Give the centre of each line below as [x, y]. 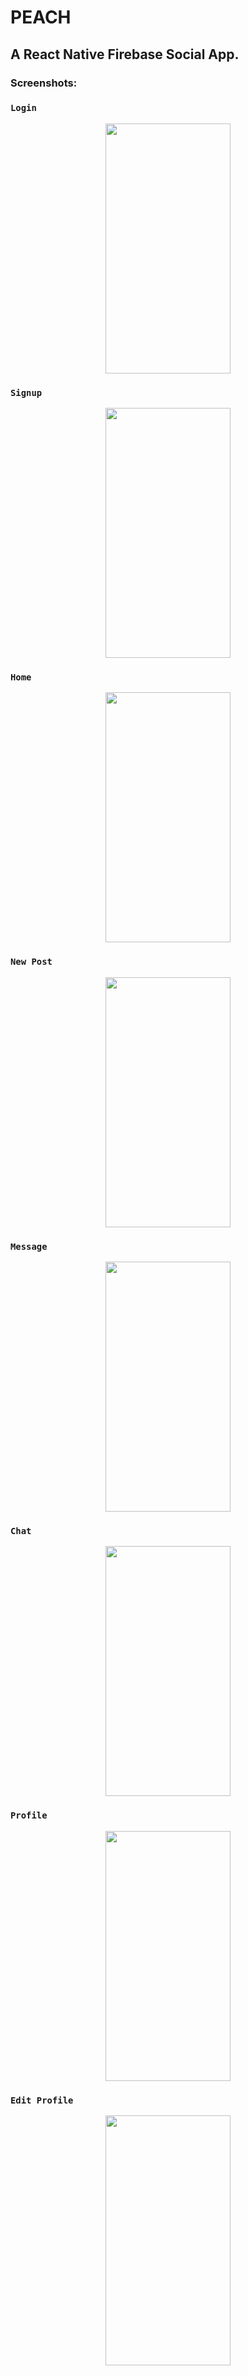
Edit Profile [42, 2100]
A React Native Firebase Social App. [125, 54]
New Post [31, 962]
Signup [26, 392]
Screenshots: [44, 83]
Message [29, 1246]
